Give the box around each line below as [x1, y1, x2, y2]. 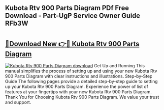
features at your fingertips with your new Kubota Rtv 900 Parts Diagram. [5, 89, 152, 95]
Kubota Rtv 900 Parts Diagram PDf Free [5, 4, 129, 12]
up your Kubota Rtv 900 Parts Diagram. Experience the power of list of [5, 83, 149, 89]
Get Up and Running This [94, 63, 145, 68]
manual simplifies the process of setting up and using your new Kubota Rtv [5, 68, 158, 74]
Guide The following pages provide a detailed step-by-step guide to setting [5, 79, 158, 84]
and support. [5, 99, 31, 105]
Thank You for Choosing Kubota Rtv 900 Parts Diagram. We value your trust [5, 94, 159, 100]
